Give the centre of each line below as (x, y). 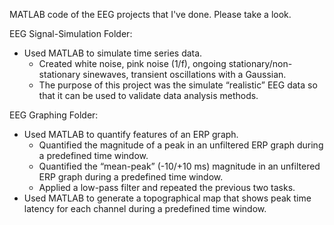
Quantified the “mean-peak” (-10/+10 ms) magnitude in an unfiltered (179, 166)
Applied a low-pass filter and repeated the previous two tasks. (167, 187)
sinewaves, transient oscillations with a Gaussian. (184, 74)
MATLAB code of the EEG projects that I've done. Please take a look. (150, 14)
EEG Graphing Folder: (54, 115)
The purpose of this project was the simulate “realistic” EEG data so (178, 85)
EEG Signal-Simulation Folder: (71, 33)
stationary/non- (260, 63)
